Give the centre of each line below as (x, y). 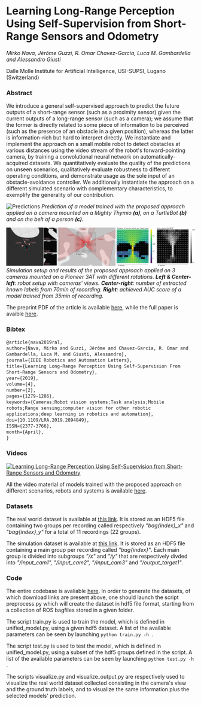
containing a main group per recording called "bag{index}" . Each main (93, 549)
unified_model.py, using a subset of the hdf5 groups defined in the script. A (99, 652)
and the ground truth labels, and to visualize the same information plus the (98, 689)
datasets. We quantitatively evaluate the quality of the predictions (110, 163)
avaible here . (22, 314)
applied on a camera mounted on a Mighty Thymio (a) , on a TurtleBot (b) (97, 213)
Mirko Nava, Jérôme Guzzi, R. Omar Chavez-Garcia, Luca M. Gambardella (98, 53)
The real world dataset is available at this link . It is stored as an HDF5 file (95, 519)
